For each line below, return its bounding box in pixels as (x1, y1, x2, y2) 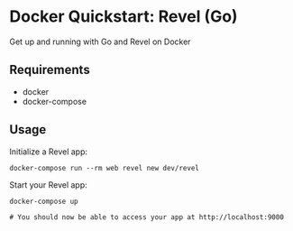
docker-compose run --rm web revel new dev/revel (9, 163, 200, 172)
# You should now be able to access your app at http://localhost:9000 (9, 212, 284, 222)
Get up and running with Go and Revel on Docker (9, 36, 191, 47)
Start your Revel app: (9, 179, 87, 190)
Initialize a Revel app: (9, 146, 88, 157)
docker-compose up (9, 197, 78, 206)
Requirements (9, 62, 90, 78)
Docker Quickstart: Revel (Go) (9, 6, 238, 27)
